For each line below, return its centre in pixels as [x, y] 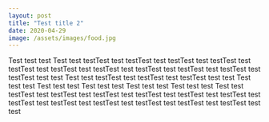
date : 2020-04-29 [37, 30]
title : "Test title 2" [46, 23]
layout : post [30, 16]
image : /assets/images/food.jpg [62, 38]
